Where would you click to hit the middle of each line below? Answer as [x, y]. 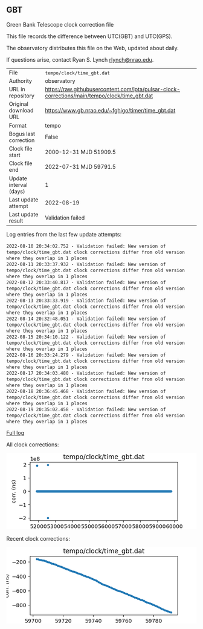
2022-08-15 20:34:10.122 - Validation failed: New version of [86, 337]
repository [22, 96]
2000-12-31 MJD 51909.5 [80, 152]
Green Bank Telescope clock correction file [60, 24]
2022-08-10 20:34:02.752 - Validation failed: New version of [86, 246]
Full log [15, 432]
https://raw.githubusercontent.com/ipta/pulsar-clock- [113, 90]
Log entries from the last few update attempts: [64, 234]
